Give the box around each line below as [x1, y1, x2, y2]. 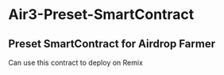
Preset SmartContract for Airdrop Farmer [8, 37, 216, 51]
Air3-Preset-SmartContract [8, 6, 195, 24]
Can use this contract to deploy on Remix [8, 58, 143, 67]
